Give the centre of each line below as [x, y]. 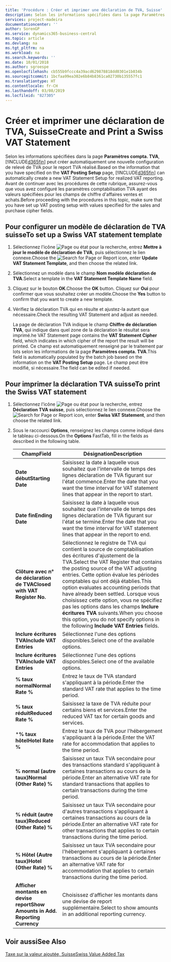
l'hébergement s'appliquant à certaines [109, 851]
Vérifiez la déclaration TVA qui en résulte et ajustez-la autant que [81, 309]
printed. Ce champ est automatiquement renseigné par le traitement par [88, 346]
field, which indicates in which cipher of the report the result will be [83, 341]
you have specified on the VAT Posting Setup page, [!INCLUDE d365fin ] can [85, 173]
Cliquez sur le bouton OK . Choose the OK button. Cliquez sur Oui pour [86, 288]
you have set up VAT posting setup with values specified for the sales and [83, 205]
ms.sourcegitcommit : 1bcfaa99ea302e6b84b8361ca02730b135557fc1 [74, 77]
